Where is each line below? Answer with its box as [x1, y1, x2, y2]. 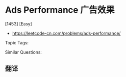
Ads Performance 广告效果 [5, 4, 115, 16]
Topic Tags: [5, 39, 29, 45]
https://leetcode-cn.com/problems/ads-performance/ [12, 30, 121, 36]
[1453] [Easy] [5, 20, 32, 27]
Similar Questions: [5, 49, 42, 55]
